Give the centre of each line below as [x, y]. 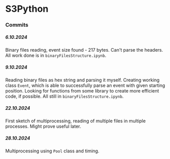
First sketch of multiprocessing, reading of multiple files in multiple [76, 121]
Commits [17, 25]
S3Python [27, 9]
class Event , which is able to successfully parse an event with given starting [85, 85]
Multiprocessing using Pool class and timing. [52, 151]
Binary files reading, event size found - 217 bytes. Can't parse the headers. [84, 50]
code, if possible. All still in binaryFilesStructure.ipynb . [65, 96]
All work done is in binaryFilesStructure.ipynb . [56, 55]
